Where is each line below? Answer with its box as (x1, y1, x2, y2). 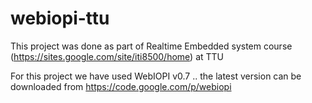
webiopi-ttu (10, 7, 110, 30)
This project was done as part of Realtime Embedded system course (10, 40, 293, 52)
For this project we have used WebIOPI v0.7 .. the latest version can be (10, 70, 302, 82)
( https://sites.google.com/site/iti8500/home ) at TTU (10, 50, 225, 62)
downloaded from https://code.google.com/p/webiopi (10, 80, 232, 92)
